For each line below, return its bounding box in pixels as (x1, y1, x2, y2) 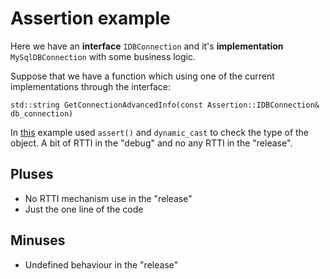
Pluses (10, 166, 54, 183)
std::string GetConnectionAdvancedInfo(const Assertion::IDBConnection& (10, 100, 320, 110)
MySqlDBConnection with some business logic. (10, 50, 197, 62)
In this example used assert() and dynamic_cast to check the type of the (10, 126, 310, 138)
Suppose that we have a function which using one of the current (10, 70, 275, 82)
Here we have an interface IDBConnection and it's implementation (10, 40, 284, 52)
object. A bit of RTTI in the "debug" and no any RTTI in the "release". (10, 137, 293, 149)
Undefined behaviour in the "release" (24, 258, 179, 271)
